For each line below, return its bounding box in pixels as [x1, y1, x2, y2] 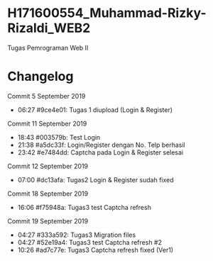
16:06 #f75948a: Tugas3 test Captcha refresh [17, 203, 151, 211]
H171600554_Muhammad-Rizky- [7, 5, 207, 21]
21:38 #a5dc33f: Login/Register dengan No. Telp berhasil [17, 140, 186, 149]
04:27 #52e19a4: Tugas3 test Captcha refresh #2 [17, 238, 162, 246]
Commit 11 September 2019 [7, 119, 87, 128]
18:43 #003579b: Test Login [17, 133, 101, 141]
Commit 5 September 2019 [7, 91, 86, 100]
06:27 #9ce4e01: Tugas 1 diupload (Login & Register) [17, 105, 173, 114]
